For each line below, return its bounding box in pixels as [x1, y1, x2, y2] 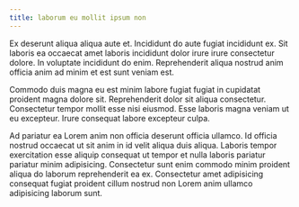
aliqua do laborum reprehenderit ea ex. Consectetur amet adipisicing [9, 168, 264, 179]
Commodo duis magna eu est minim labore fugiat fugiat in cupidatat [9, 84, 261, 94]
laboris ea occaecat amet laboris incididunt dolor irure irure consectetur [9, 47, 276, 58]
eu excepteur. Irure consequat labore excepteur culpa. [9, 112, 211, 123]
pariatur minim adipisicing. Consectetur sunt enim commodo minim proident [9, 158, 290, 169]
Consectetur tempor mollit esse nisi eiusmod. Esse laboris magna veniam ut [9, 103, 290, 113]
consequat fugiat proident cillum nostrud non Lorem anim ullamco [9, 177, 253, 189]
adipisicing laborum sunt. [9, 187, 103, 198]
